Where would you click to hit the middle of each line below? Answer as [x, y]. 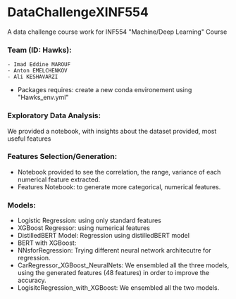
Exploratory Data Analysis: [54, 115]
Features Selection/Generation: [62, 157]
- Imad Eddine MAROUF [39, 65]
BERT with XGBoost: [47, 243]
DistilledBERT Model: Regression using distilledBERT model [104, 236]
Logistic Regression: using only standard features [89, 221]
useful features [29, 139]
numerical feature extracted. [59, 179]
